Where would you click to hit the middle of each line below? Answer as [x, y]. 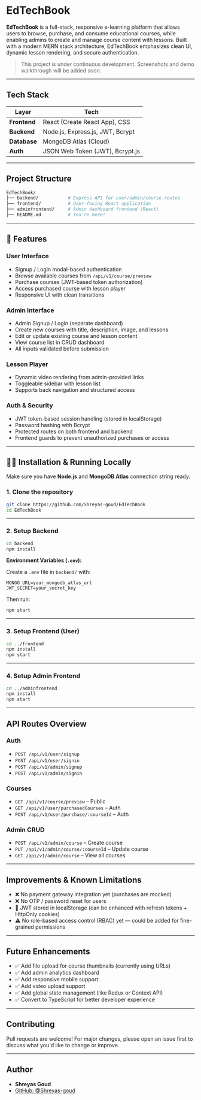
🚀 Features [27, 239]
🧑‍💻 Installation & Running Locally [69, 462]
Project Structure [39, 179]
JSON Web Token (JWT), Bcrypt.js [92, 151]
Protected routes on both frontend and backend [74, 431]
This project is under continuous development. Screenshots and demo [107, 64]
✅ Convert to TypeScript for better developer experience [85, 1000]
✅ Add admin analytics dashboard [57, 973]
